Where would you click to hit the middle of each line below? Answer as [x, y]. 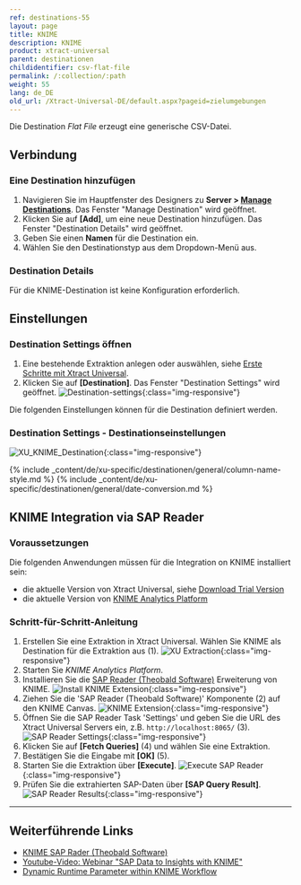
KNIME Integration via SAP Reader [107, 517]
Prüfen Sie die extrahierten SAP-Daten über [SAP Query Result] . [142, 784]
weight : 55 [30, 84]
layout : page [34, 26]
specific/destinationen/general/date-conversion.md [104, 489]
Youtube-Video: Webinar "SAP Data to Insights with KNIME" [133, 862]
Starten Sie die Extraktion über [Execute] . [99, 766]
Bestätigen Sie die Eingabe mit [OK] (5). [96, 756]
